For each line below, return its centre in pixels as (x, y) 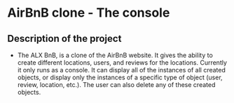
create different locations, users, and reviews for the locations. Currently (122, 63)
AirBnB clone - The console (89, 13)
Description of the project (64, 39)
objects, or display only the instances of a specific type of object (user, (120, 77)
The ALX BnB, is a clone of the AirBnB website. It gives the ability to (115, 55)
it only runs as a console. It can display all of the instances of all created (122, 70)
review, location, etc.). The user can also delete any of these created (116, 85)
